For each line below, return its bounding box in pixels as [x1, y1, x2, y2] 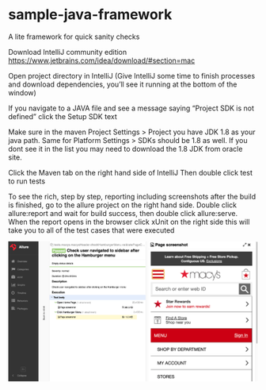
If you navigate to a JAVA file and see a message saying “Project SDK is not [8, 103, 255, 113]
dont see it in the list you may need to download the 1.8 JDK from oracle [8, 144, 243, 153]
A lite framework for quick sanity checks [8, 32, 140, 41]
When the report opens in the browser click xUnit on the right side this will [8, 217, 250, 226]
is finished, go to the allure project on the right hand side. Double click [8, 200, 237, 210]
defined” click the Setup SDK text [8, 111, 117, 121]
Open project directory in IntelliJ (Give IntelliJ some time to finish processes [8, 71, 256, 80]
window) [8, 87, 37, 97]
